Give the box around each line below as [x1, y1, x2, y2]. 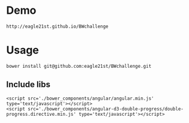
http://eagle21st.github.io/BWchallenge [6, 23, 109, 29]
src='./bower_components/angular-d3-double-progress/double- [28, 106, 184, 112]
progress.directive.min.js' [6, 111, 77, 117]
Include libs [6, 79, 51, 90]
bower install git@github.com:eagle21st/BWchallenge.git [6, 63, 152, 69]
